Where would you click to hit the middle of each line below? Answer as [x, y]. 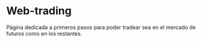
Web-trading [39, 11]
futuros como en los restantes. [44, 33]
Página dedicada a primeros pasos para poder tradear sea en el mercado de [101, 27]
